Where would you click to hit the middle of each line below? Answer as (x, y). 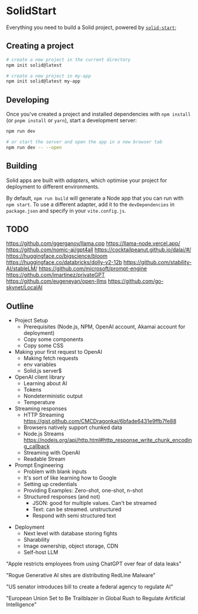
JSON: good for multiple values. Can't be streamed (94, 503)
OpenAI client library (40, 377)
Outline (20, 306)
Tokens (33, 390)
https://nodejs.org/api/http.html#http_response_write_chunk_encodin (108, 440)
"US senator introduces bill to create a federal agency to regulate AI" (90, 587)
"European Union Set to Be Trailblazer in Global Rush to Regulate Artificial (96, 598)
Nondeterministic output (53, 396)
